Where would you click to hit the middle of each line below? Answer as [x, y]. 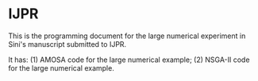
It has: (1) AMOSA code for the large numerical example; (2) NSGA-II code [129, 60]
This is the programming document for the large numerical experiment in [127, 36]
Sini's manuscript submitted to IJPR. [67, 44]
